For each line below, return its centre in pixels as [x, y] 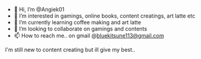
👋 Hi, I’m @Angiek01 [39, 9]
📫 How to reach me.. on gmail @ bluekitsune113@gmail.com [89, 36]
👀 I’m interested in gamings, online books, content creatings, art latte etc [104, 16]
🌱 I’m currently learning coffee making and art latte [77, 22]
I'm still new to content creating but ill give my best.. [70, 50]
